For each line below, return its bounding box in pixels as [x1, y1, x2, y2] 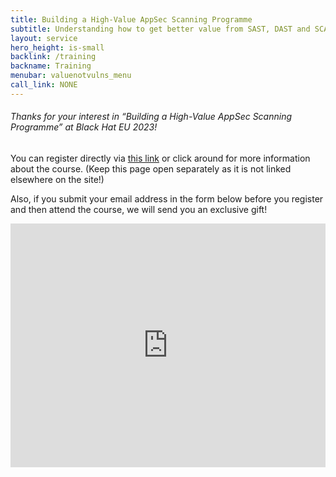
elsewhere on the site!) [10, 173, 105, 185]
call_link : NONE [10, 80, 78, 90]
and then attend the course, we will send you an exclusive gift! [10, 203, 268, 215]
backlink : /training [10, 52, 97, 62]
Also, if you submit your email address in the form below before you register [10, 192, 324, 205]
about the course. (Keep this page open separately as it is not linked [10, 162, 292, 175]
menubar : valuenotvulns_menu [10, 71, 132, 81]
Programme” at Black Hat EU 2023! [10, 121, 158, 133]
